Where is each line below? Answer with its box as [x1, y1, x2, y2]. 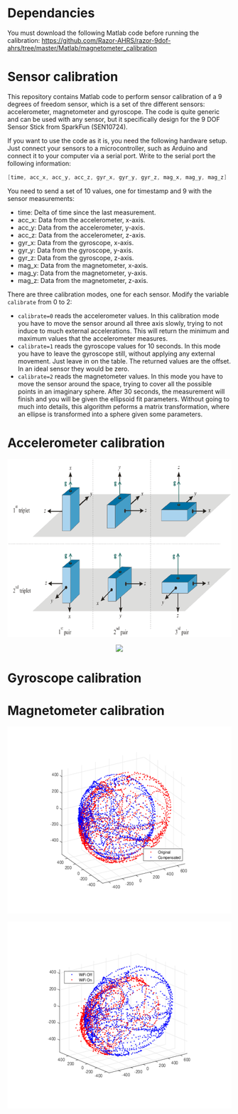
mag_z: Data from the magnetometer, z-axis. [17, 276, 148, 284]
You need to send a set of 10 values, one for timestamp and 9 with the [7, 187, 212, 195]
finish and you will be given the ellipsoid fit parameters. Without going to [17, 394, 229, 403]
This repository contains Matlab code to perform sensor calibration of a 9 [7, 92, 222, 100]
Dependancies [7, 5, 95, 21]
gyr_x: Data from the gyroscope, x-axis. [17, 238, 134, 247]
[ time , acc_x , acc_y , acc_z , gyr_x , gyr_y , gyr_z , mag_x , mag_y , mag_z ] [7, 173, 227, 181]
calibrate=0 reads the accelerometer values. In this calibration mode [17, 311, 220, 320]
